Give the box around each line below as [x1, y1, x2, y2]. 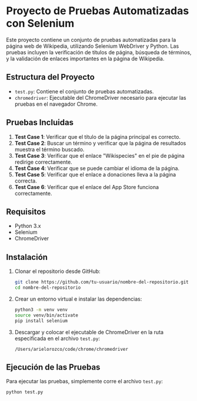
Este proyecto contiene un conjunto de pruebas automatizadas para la [6, 36, 176, 43]
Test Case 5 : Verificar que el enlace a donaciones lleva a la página [14, 171, 176, 178]
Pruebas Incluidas [6, 118, 74, 128]
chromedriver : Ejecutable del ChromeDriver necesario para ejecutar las [14, 94, 186, 101]
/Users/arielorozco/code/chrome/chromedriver [14, 346, 128, 352]
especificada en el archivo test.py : [14, 335, 100, 342]
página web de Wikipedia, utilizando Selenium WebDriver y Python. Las [6, 43, 179, 50]
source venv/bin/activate [14, 312, 78, 318]
